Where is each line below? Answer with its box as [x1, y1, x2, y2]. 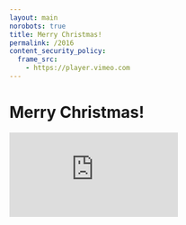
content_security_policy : [9, 47, 106, 56]
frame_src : [17, 55, 58, 64]
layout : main [9, 13, 58, 22]
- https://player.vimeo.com [25, 64, 130, 73]
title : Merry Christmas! [9, 30, 102, 39]
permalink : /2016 [9, 38, 75, 48]
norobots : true [9, 22, 66, 31]
